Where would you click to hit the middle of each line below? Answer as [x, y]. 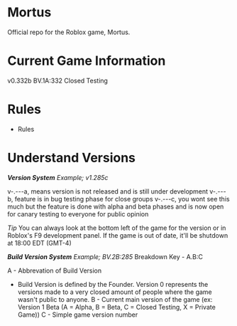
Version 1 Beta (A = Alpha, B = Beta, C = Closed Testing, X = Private [117, 307]
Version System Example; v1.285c [58, 177]
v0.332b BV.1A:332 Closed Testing [58, 80]
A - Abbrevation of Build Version [55, 270]
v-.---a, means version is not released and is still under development [108, 191]
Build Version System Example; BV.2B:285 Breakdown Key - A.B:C [105, 256]
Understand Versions [72, 158]
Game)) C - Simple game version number [78, 315]
